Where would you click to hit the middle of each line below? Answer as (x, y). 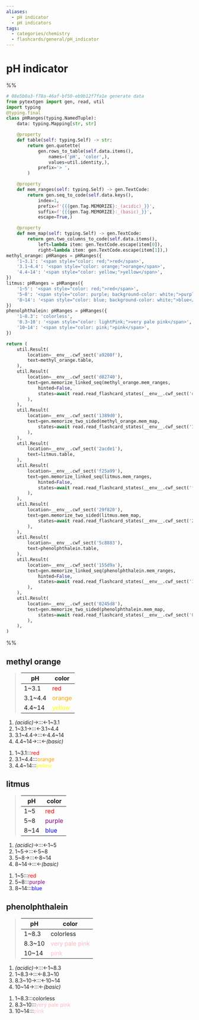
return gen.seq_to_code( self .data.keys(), (81, 195)
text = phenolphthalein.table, (63, 549)
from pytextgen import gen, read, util (55, 102)
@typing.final (24, 113)
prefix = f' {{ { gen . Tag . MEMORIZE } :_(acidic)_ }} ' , (96, 206)
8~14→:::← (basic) (37, 864)
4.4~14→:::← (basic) (39, 741)
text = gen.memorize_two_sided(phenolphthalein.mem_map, (97, 609)
